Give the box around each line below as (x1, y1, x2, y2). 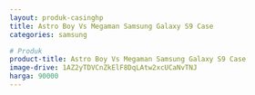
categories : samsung (9, 30, 88, 39)
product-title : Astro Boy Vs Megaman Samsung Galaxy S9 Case (9, 55, 247, 64)
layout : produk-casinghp (9, 13, 104, 23)
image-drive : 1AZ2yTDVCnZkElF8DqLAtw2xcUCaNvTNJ (9, 63, 198, 72)
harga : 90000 (9, 71, 59, 81)
